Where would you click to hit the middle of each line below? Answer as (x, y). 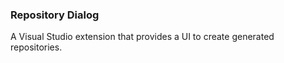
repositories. (36, 47)
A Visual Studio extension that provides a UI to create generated (142, 37)
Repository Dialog (55, 15)
